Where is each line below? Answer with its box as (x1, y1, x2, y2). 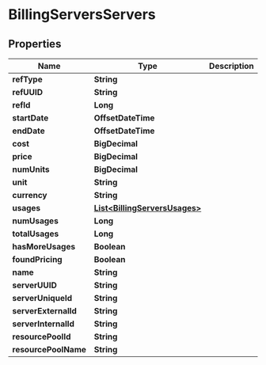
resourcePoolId (12, 331, 71, 342)
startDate (12, 112, 49, 124)
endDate (12, 125, 45, 136)
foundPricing (12, 254, 63, 264)
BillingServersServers (8, 6, 156, 24)
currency (12, 190, 47, 200)
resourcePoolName (12, 344, 87, 355)
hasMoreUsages (12, 241, 76, 252)
